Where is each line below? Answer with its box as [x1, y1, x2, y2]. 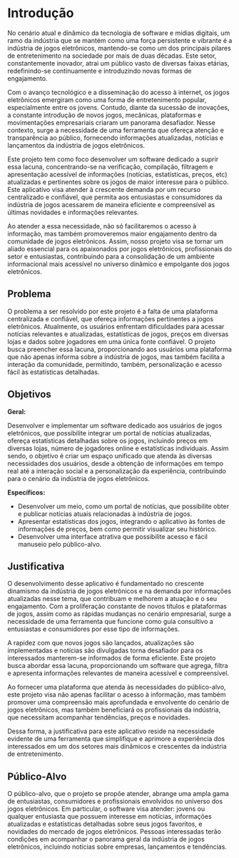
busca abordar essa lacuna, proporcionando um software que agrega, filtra [7, 662, 228, 670]
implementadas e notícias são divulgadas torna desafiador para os [7, 646, 203, 655]
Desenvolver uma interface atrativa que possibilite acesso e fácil [17, 532, 208, 540]
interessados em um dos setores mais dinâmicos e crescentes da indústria [7, 742, 227, 751]
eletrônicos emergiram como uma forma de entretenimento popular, [7, 95, 207, 104]
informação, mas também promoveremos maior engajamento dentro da [7, 229, 218, 238]
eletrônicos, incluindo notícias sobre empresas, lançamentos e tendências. [7, 842, 227, 851]
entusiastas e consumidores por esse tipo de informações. [7, 625, 180, 633]
